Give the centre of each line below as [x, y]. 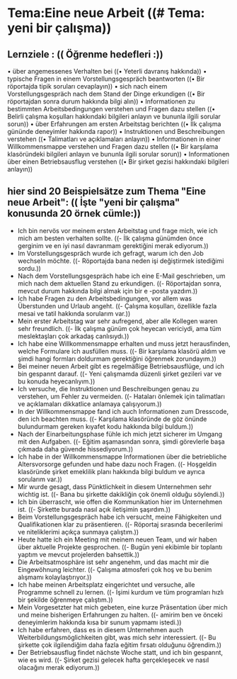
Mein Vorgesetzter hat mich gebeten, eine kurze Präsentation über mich [122, 607]
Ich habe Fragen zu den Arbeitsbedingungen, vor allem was [105, 298]
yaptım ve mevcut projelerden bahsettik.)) [79, 554]
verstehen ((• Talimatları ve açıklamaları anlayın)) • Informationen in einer [114, 139]
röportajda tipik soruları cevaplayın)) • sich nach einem [87, 86]
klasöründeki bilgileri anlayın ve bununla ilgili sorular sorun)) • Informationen [118, 154]
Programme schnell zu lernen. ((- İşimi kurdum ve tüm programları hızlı [121, 592]
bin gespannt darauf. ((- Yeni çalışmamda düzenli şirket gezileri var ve [120, 374]
